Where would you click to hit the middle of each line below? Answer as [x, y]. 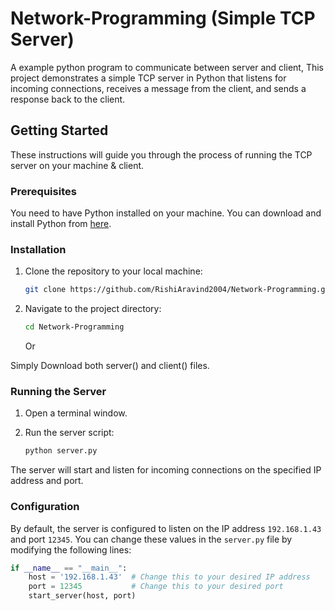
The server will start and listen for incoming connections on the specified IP [166, 470]
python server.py [61, 451]
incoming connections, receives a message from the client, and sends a [158, 88]
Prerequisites [43, 191]
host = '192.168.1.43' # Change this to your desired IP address [169, 577]
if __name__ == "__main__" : [69, 568]
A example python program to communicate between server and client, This [167, 67]
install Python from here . [61, 224]
